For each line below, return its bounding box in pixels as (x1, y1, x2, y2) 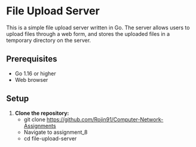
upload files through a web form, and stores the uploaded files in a (6, 30, 170, 37)
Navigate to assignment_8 (23, 128, 88, 136)
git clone (23, 115, 46, 123)
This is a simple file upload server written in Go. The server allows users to (6, 24, 190, 31)
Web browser (14, 76, 48, 83)
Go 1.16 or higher (14, 70, 56, 77)
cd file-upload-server (23, 134, 77, 142)
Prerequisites (6, 54, 57, 64)
